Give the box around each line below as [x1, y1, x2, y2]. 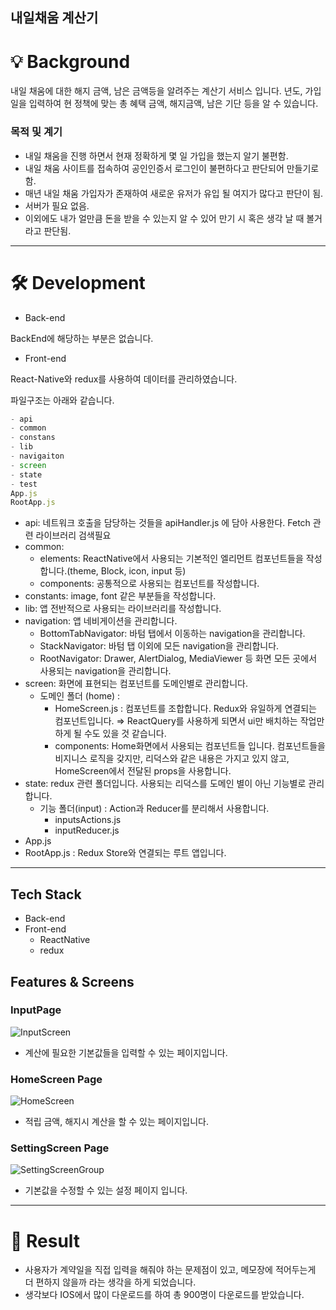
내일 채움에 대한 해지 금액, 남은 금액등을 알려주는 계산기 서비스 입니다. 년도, [10, 85, 303, 97]
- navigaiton [10, 451, 65, 462]
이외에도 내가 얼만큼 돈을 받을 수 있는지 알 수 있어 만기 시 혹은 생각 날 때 [24, 212, 305, 224]
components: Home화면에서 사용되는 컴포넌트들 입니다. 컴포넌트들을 [54, 740, 326, 752]
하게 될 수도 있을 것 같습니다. [54, 728, 167, 740]
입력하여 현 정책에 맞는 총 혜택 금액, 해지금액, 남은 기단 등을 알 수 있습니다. [28, 98, 319, 110]
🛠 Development [10, 271, 146, 294]
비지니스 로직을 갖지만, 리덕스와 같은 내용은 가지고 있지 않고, [54, 753, 290, 765]
